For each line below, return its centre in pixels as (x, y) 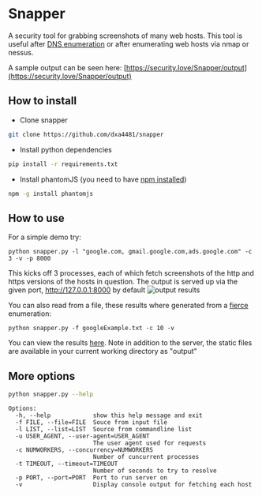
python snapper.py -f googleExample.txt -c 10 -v (92, 329)
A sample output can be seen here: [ (67, 67)
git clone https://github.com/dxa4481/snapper (86, 134)
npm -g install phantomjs (51, 194)
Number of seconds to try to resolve (155, 471)
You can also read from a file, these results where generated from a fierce (128, 306)
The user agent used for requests (150, 443)
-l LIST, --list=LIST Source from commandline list (104, 429)
